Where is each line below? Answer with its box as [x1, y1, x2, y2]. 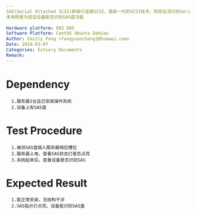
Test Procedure [6, 124, 83, 137]
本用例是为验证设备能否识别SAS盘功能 [6, 14, 84, 20]
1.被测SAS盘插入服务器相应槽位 [11, 145, 77, 151]
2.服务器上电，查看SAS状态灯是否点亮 [11, 151, 90, 156]
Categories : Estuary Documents [6, 47, 83, 53]
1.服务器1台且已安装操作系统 [11, 98, 72, 104]
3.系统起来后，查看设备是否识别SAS [11, 157, 86, 163]
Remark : [6, 52, 25, 58]
